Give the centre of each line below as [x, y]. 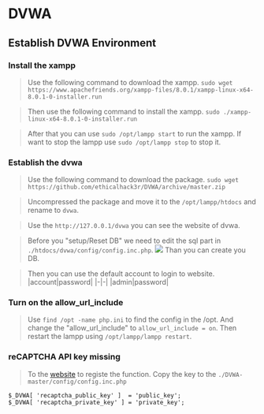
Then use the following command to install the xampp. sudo [124, 111]
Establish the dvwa [45, 162]
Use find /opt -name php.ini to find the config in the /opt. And [130, 319]
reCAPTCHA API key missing [64, 357]
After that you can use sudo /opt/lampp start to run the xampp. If [134, 133]
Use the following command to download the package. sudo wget [133, 180]
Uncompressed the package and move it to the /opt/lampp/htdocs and [141, 202]
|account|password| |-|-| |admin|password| [98, 282]
